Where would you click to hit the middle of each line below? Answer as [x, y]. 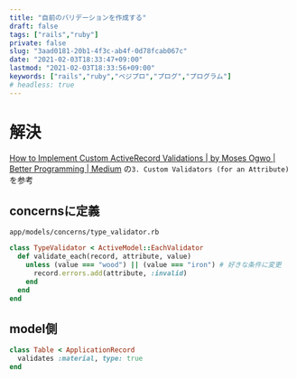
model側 [33, 329]
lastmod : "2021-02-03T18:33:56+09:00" [82, 69]
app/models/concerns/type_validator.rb [84, 232]
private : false [38, 43]
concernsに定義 [55, 211]
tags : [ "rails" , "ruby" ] [54, 34]
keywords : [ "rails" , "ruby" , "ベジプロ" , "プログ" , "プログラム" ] [121, 77]
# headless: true [42, 85]
